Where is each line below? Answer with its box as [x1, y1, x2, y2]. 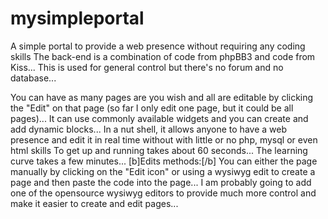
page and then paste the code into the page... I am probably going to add [10, 176, 312, 188]
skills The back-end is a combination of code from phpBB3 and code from [10, 50, 316, 62]
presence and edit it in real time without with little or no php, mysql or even [10, 133, 318, 146]
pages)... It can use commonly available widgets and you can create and [10, 112, 309, 124]
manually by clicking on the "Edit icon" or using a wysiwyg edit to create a [10, 165, 316, 177]
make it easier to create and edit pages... [10, 197, 179, 209]
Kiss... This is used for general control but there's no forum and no [10, 61, 284, 73]
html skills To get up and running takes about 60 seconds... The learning [10, 144, 308, 156]
